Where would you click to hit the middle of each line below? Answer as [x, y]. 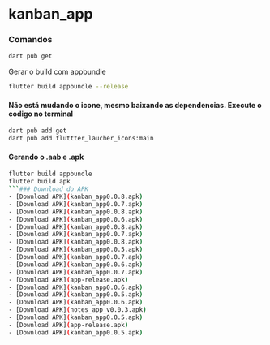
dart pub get [30, 56]
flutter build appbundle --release [69, 87]
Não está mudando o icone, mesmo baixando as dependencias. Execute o [135, 105]
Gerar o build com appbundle [58, 72]
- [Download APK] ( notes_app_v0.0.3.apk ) [78, 310]
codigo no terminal [41, 114]
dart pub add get [38, 131]
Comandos [30, 40]
